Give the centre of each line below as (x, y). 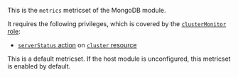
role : (14, 31)
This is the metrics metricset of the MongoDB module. (87, 10)
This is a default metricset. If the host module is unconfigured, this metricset (119, 59)
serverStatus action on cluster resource (77, 45)
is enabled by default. (39, 66)
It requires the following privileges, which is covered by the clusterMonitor (117, 24)
